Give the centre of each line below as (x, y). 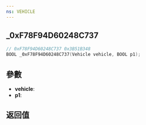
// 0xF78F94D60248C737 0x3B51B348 (49, 49)
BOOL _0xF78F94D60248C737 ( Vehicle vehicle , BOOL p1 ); (74, 55)
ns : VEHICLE (21, 11)
